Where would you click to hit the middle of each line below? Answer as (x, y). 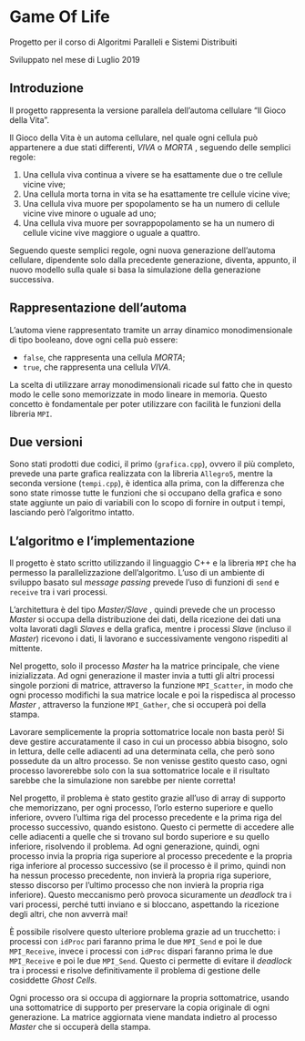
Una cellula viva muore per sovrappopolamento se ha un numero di (148, 223)
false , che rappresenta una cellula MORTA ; (104, 357)
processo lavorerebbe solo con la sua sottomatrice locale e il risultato (140, 771)
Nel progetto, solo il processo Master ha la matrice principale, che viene (145, 666)
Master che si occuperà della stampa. (81, 1027)
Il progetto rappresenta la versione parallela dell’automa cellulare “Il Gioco (148, 110)
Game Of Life (60, 17)
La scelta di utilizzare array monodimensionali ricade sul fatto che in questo (151, 384)
